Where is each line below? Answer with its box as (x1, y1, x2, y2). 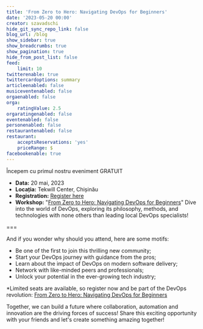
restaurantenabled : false (6, 128, 72, 134)
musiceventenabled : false (6, 88, 72, 94)
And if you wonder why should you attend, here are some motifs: (6, 235, 169, 242)
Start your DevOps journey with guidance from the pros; (15, 253, 157, 261)
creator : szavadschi (6, 20, 59, 26)
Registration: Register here (15, 192, 84, 199)
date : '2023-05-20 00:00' (6, 15, 72, 21)
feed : (6, 60, 20, 66)
